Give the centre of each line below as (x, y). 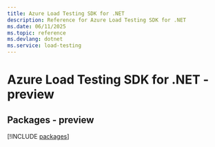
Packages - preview (51, 120)
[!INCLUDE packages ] (38, 136)
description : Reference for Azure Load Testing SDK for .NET (97, 20)
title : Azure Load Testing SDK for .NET (66, 13)
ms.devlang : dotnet (35, 39)
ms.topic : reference (37, 33)
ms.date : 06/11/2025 (37, 26)
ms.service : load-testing (44, 46)
